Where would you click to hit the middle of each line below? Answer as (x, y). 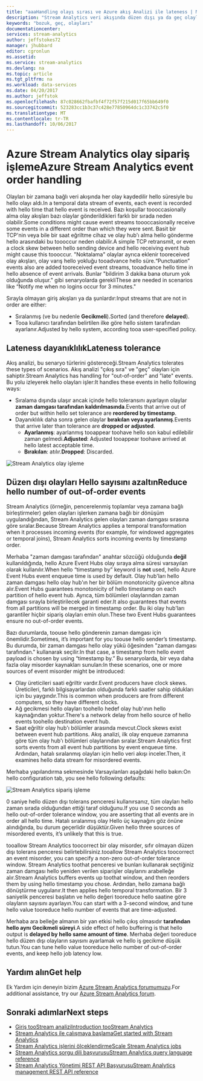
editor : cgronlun (28, 51)
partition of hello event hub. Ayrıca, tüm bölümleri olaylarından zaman (93, 595)
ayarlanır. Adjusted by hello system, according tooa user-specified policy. (106, 329)
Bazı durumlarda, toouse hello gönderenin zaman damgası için (84, 632)
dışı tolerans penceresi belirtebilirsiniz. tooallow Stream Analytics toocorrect (100, 852)
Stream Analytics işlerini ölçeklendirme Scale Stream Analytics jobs (98, 1046)
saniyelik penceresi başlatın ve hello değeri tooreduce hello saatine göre (96, 897)
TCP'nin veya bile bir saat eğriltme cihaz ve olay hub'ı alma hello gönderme (100, 235)
